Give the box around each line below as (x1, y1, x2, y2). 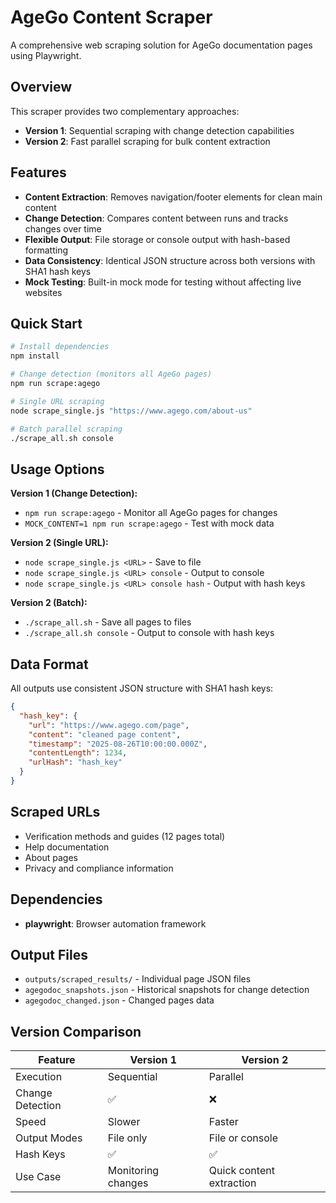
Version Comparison (10, 1023, 142, 1040)
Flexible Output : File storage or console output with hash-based (24, 233, 291, 245)
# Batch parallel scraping (10, 424, 123, 434)
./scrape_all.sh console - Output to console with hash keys (24, 627, 275, 639)
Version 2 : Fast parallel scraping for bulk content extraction (24, 135, 271, 147)
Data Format (10, 656, 89, 673)
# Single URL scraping (10, 396, 105, 406)
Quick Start (10, 315, 83, 332)
